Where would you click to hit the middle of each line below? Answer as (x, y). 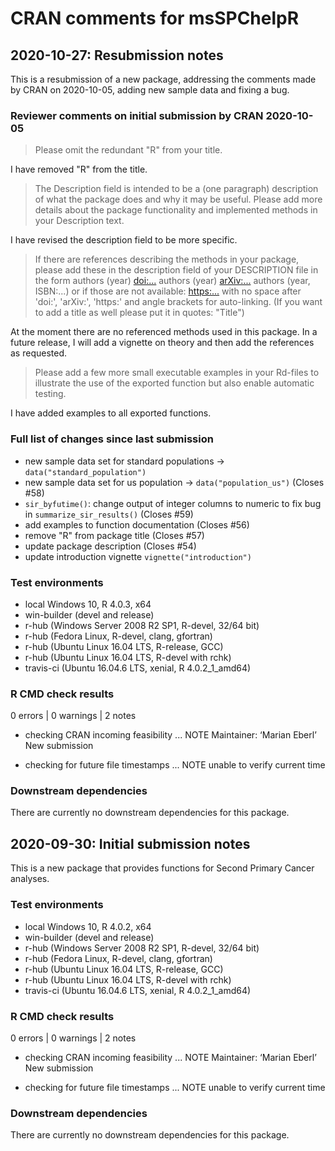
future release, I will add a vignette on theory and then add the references (162, 343)
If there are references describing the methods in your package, (167, 259)
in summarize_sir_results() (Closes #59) (109, 514)
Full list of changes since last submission (112, 439)
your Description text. (79, 221)
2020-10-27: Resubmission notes (117, 55)
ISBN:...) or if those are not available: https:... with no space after (168, 291)
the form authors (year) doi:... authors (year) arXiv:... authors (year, (172, 281)
